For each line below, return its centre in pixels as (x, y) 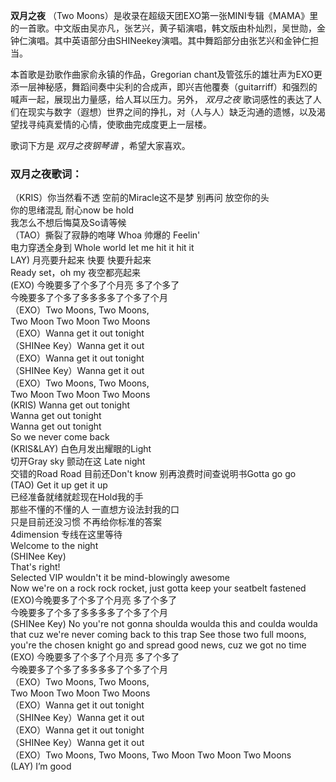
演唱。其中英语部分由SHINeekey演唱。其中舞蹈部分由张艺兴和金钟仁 (169, 40)
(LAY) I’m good (41, 766)
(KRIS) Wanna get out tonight (70, 405)
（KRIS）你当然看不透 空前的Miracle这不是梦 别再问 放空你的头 (140, 198)
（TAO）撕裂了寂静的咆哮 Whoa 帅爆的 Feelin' (105, 235)
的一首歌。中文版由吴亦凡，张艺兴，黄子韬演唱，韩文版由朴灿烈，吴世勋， (163, 28)
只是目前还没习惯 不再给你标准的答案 (86, 522)
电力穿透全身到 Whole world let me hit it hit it (102, 248)
